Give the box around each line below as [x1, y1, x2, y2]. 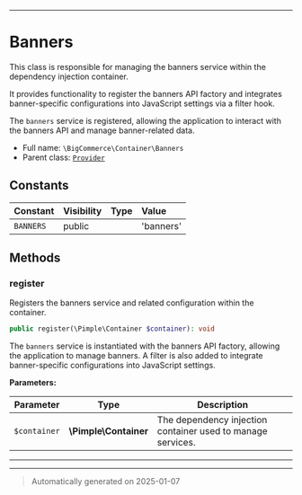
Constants [9, 178, 69, 193]
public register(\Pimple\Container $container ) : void [9, 324, 216, 333]
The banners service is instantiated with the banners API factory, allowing [9, 340, 280, 351]
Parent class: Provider [22, 152, 105, 163]
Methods [9, 251, 61, 266]
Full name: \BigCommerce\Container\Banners [22, 142, 184, 153]
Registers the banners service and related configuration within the [9, 297, 254, 308]
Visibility [62, 204, 102, 217]
